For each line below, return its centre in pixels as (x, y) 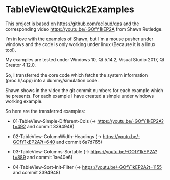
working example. (24, 101)
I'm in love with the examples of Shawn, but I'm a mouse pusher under (79, 39)
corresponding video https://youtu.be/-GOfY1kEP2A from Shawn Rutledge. (84, 29)
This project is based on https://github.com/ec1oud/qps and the (72, 24)
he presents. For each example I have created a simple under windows (80, 96)
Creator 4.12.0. (21, 65)
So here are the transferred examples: (45, 111)
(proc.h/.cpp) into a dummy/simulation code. (52, 80)
